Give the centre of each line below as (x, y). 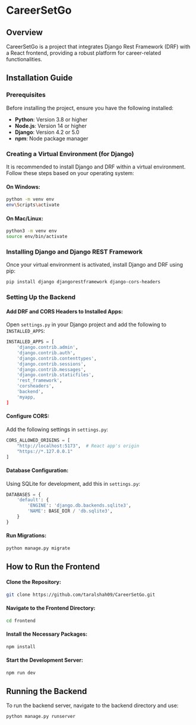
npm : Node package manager (51, 138)
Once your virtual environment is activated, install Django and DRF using (94, 265)
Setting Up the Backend (41, 297)
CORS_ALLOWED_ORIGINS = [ (38, 440)
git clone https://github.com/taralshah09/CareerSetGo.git (81, 595)
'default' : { (33, 500)
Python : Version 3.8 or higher (51, 119)
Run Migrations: (26, 536)
